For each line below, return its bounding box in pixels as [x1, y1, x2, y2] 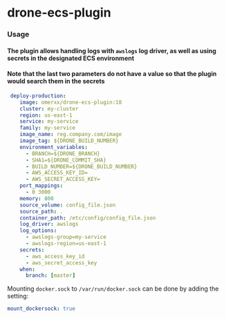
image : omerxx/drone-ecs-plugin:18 [19, 99, 122, 106]
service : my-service [19, 118, 79, 125]
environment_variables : [19, 144, 88, 151]
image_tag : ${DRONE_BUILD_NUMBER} [19, 137, 119, 144]
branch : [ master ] [25, 272, 76, 279]
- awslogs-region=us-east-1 [25, 240, 107, 247]
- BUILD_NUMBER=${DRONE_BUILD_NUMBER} [25, 163, 138, 170]
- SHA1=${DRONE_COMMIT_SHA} [25, 157, 107, 164]
